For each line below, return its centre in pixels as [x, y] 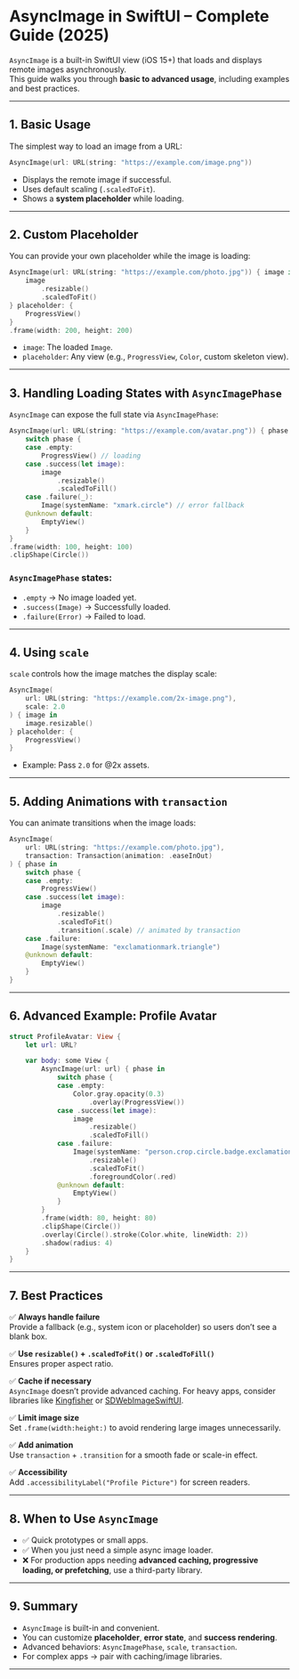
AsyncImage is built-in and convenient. [91, 1627]
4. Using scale [49, 652]
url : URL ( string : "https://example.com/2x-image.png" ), [131, 699]
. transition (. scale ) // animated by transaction [149, 930]
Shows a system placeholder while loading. [103, 199]
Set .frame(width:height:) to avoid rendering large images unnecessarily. [145, 1428]
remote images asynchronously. [68, 69]
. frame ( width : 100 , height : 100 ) [71, 547]
